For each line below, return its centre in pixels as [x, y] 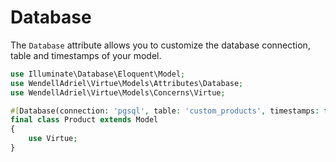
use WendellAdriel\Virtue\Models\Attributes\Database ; [127, 83]
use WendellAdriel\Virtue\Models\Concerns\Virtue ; [118, 92]
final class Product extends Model [84, 120]
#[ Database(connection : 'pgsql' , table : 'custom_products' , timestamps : [165, 111]
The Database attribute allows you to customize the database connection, [160, 45]
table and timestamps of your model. [86, 55]
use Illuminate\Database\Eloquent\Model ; [98, 74]
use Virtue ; [53, 139]
